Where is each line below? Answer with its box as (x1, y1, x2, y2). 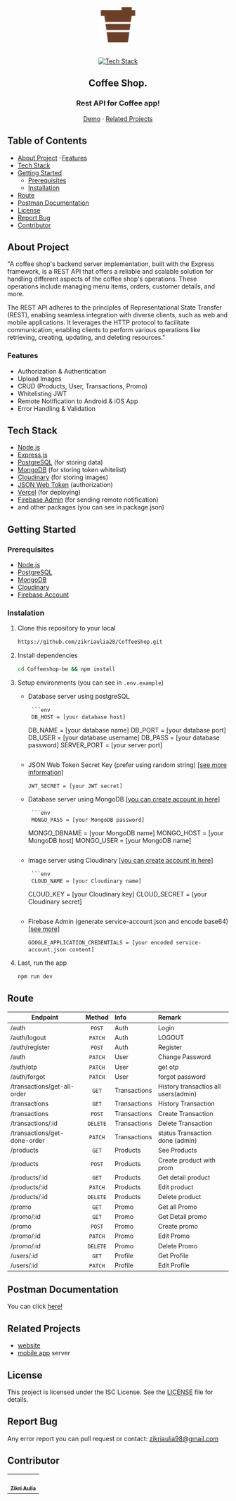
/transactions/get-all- (10, 1082, 75, 1091)
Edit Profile (157, 1261, 190, 1269)
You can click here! (7, 1302, 63, 1311)
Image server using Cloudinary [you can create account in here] (27, 856, 214, 865)
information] (27, 768, 64, 777)
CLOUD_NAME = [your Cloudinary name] (31, 878, 142, 885)
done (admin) (157, 1136, 197, 1145)
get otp (157, 1063, 179, 1071)
